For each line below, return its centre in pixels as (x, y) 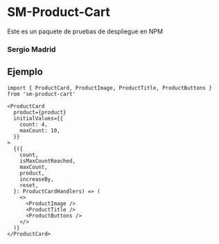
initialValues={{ (38, 118)
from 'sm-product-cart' (42, 94)
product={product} (40, 112)
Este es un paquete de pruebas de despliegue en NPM (85, 31)
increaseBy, (37, 179)
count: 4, (34, 124)
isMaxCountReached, (48, 161)
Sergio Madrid (32, 49)
